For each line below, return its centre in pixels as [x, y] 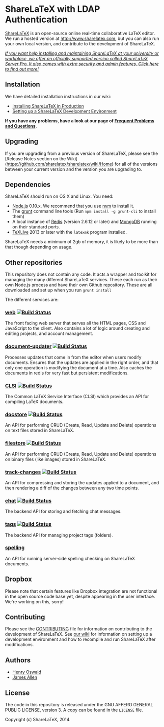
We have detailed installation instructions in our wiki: [58, 96]
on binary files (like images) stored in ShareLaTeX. [56, 459]
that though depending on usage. [39, 247]
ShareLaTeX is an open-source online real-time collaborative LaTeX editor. [80, 33]
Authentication [36, 19]
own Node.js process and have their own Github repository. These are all [79, 285]
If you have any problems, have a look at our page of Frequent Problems [80, 121]
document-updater [28, 346]
